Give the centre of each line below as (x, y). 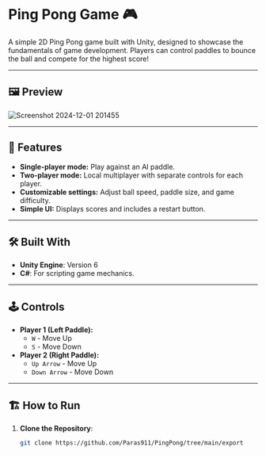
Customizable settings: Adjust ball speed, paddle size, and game (127, 192)
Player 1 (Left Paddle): (56, 330)
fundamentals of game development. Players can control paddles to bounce (132, 50)
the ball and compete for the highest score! (78, 59)
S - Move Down (56, 347)
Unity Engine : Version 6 (59, 265)
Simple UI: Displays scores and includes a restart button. (112, 208)
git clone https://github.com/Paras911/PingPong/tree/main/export (131, 443)
